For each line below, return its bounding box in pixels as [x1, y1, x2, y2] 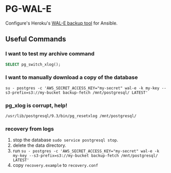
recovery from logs [5, 125, 54, 133]
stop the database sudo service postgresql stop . [12, 137, 118, 143]
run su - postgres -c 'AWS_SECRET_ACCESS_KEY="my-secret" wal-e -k [12, 148, 160, 154]
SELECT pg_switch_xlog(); [5, 62, 61, 67]
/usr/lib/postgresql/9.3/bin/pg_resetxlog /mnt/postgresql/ [5, 114, 137, 119]
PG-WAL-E [5, 3, 52, 15]
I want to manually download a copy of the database [5, 74, 138, 81]
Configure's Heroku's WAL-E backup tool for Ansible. [5, 20, 118, 26]
